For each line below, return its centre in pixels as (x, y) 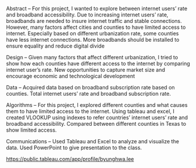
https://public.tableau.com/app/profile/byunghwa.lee (70, 159)
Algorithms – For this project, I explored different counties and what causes (97, 105)
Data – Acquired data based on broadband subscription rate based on (90, 87)
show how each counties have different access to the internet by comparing (98, 63)
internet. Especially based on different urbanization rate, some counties (92, 33)
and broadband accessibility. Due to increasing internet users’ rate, (87, 15)
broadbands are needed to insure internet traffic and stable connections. (94, 21)
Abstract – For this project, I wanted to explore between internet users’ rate (97, 9)
